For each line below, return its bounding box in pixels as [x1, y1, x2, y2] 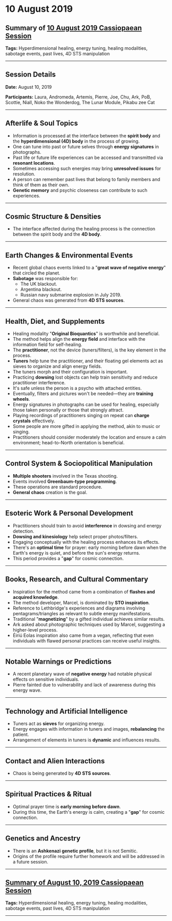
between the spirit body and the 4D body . [12, 231, 101, 238]
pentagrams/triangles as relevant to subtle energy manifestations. [12, 610, 152, 616]
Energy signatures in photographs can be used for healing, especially [12, 401, 160, 408]
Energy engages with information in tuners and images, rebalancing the [12, 726, 165, 732]
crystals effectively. [12, 418, 55, 424]
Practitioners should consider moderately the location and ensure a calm [12, 434, 166, 440]
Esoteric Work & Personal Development [5, 509, 134, 518]
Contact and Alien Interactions [5, 756, 105, 765]
